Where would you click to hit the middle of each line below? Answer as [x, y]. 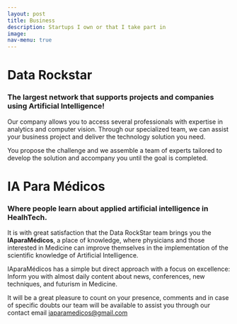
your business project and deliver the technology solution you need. [106, 137]
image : [17, 34]
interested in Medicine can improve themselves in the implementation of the [118, 248]
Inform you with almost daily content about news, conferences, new [106, 277]
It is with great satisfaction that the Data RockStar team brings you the [109, 233]
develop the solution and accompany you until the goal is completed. [108, 158]
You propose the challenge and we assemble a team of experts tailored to [115, 150]
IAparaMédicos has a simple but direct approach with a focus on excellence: [119, 269]
